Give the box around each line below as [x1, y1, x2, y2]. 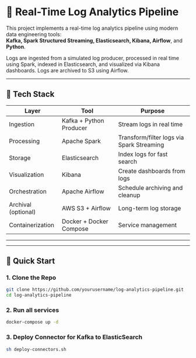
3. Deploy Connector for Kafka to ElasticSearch [6, 333, 143, 341]
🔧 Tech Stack [6, 89, 55, 99]
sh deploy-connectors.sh [6, 346, 66, 352]
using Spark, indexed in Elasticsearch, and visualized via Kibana [6, 61, 160, 68]
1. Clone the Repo [6, 274, 57, 282]
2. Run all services [6, 306, 60, 314]
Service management [118, 221, 177, 229]
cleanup [118, 191, 141, 199]
